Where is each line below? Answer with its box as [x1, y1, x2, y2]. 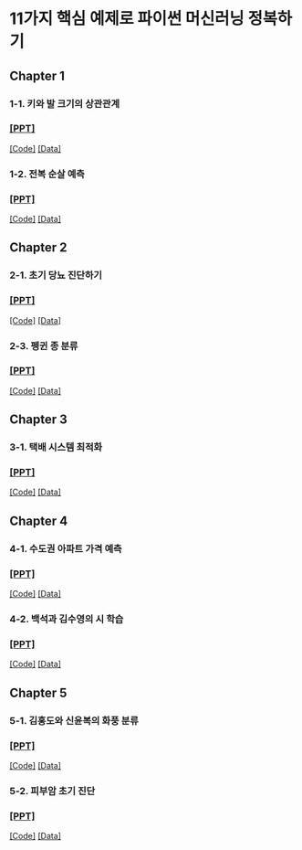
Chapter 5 [9, 685, 68, 700]
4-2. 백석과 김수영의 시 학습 [9, 612, 124, 625]
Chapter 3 [9, 412, 68, 428]
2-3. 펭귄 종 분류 [9, 339, 78, 352]
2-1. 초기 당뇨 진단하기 [9, 269, 102, 282]
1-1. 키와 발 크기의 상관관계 [9, 97, 120, 110]
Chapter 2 [9, 239, 68, 256]
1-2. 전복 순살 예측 [9, 167, 85, 180]
